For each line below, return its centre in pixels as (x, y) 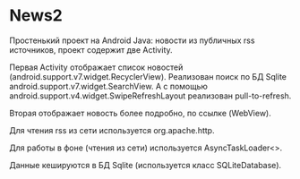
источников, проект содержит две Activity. (91, 49)
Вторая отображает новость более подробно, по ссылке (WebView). (140, 113)
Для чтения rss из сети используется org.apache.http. (112, 130)
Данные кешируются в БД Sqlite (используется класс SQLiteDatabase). (146, 165)
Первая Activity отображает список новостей (96, 67)
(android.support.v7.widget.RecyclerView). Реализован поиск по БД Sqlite (148, 76)
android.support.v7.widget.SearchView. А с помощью (109, 86)
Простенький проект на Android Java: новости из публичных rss (132, 40)
